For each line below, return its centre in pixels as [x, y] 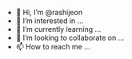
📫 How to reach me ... [53, 47]
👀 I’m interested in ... [50, 21]
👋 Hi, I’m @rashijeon [49, 12]
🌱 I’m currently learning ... [58, 29]
